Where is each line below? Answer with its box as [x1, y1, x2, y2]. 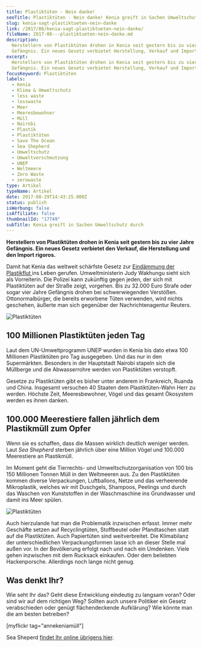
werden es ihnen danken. [6, 396, 69, 404]
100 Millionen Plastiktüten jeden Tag [6, 330, 145, 341]
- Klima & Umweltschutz [11, 87, 71, 93]
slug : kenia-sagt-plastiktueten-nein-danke [6, 20, 117, 26]
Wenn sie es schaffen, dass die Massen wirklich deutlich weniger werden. [6, 440, 189, 447]
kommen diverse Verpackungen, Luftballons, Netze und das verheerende [6, 477, 188, 484]
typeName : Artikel [6, 188, 52, 194]
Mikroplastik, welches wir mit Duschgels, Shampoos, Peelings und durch [6, 483, 186, 490]
